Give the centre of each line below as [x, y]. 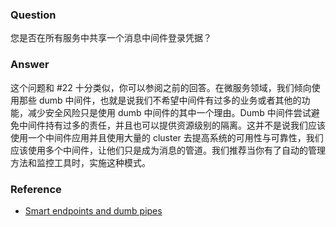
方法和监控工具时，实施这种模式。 [80, 162]
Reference [36, 189]
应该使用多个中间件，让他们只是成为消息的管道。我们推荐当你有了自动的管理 [168, 150]
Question [33, 15]
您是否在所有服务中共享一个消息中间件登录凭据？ [111, 38]
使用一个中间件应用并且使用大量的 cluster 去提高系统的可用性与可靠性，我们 [167, 137]
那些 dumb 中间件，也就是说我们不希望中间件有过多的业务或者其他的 [160, 100]
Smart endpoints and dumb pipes [93, 210]
